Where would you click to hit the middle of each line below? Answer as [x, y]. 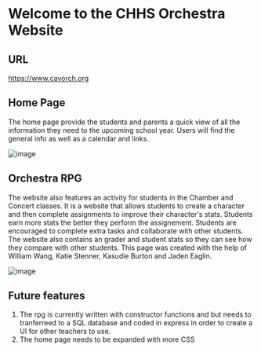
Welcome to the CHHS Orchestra [117, 14]
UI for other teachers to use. [65, 332]
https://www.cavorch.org [49, 78]
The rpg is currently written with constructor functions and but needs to [136, 314]
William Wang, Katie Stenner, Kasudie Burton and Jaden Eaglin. [110, 255]
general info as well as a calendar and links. [78, 138]
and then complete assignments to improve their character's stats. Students [130, 214]
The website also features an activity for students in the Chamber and [121, 197]
